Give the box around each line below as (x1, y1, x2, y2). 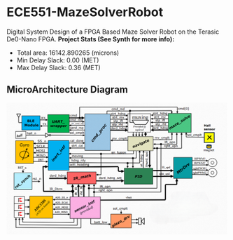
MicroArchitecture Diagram (6, 84, 129, 95)
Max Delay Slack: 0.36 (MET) (16, 63, 101, 72)
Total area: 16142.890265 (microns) (16, 48, 120, 57)
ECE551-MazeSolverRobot (6, 4, 164, 20)
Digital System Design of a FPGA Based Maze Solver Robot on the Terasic (6, 27, 220, 36)
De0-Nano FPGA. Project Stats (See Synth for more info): (6, 34, 175, 43)
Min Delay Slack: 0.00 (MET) (16, 55, 99, 64)
